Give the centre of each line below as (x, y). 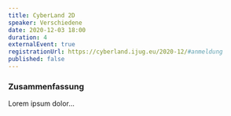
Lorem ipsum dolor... (41, 103)
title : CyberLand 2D (42, 15)
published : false (37, 60)
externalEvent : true (42, 45)
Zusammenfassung (46, 86)
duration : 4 (27, 37)
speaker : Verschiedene (45, 23)
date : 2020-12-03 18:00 (47, 30)
